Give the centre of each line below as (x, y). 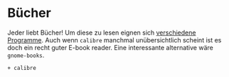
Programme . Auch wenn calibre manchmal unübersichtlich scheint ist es (114, 40)
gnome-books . (26, 55)
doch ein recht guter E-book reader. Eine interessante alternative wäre (110, 47)
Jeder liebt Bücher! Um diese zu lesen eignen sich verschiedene (102, 32)
